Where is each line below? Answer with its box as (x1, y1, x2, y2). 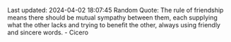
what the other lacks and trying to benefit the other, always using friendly (7, 21, 221, 29)
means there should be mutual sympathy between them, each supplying (7, 13, 218, 22)
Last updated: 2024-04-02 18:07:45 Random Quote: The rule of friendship (7, 6, 224, 14)
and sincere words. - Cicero (7, 28, 89, 36)
